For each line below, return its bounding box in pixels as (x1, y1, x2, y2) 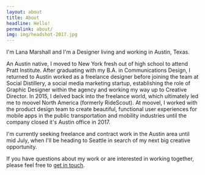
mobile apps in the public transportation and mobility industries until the (6, 112, 187, 120)
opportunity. (6, 143, 38, 151)
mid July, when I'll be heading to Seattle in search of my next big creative (6, 137, 191, 144)
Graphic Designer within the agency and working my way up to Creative (6, 86, 187, 93)
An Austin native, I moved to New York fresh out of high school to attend (6, 60, 188, 68)
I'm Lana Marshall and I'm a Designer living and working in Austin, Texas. (6, 48, 190, 55)
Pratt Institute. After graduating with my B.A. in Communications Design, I (6, 66, 190, 74)
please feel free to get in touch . (6, 162, 85, 169)
